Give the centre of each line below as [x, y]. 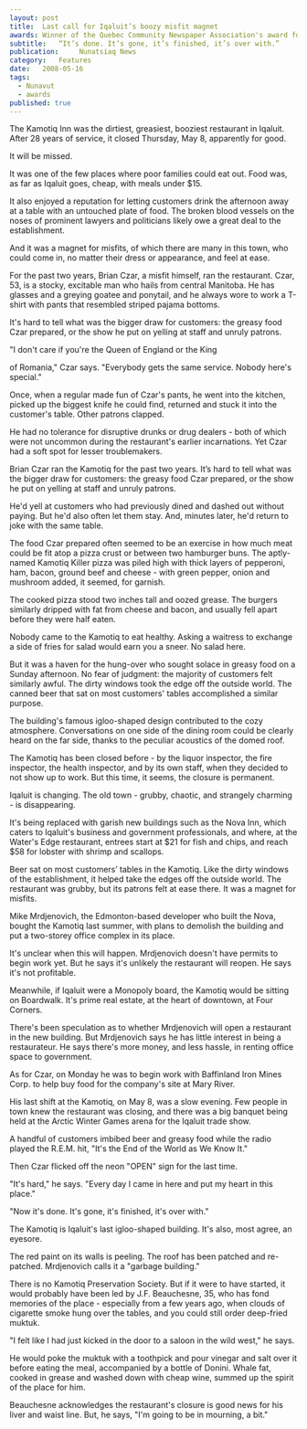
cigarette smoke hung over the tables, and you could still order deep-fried [148, 1313]
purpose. [26, 704]
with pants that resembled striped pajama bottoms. [125, 305]
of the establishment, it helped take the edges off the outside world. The [145, 879]
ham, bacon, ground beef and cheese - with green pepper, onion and [140, 573]
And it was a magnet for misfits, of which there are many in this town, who [149, 249]
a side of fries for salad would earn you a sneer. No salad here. [128, 647]
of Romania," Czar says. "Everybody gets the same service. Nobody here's [151, 367]
